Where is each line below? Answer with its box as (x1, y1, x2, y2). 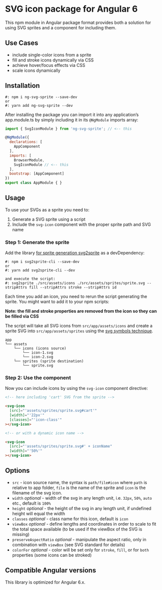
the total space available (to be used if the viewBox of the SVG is (12, 526, 142, 532)
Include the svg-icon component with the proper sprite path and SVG (12, 221, 151, 227)
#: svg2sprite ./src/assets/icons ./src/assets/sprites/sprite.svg (5, 281, 145, 286)
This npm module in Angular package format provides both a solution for (5, 20, 151, 25)
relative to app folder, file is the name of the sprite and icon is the (12, 485, 146, 490)
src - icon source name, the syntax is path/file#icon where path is (12, 479, 147, 485)
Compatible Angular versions (5, 566, 96, 574)
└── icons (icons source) (14, 346, 67, 351)
